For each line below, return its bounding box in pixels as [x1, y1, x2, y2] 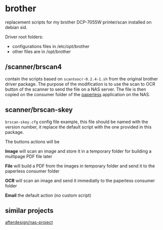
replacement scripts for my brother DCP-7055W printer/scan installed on [5, 19, 152, 25]
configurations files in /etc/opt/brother [12, 43, 90, 49]
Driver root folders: [5, 34, 44, 40]
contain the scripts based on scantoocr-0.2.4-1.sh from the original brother [5, 76, 158, 81]
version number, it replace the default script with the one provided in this [5, 124, 152, 130]
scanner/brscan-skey [5, 106, 73, 114]
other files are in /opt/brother [12, 49, 71, 54]
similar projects [5, 206, 54, 215]
